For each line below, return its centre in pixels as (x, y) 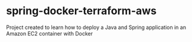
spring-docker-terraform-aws (81, 11)
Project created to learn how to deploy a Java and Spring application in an (96, 27)
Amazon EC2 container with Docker (50, 33)
